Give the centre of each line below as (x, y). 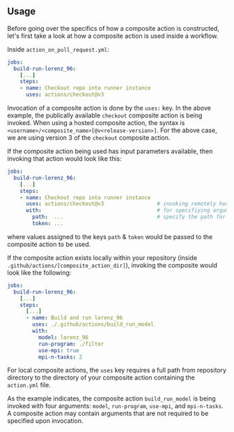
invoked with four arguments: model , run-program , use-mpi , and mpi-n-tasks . (116, 406)
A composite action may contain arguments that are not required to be (108, 413)
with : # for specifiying (118, 210)
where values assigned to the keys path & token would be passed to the (110, 236)
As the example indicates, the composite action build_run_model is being (111, 398)
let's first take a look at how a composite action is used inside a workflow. (113, 36)
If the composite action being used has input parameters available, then (110, 151)
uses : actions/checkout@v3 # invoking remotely (121, 204)
